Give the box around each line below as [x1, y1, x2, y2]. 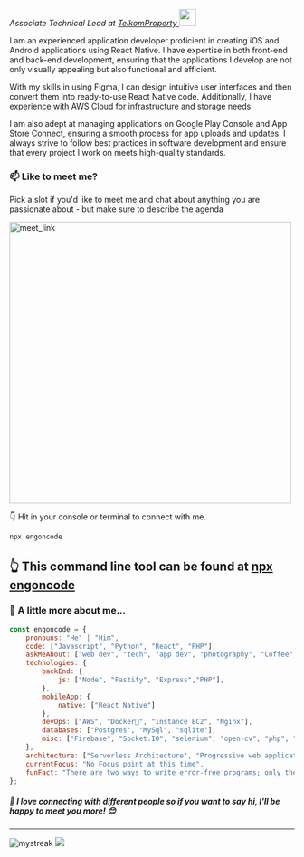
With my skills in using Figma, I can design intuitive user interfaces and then [9, 81, 292, 92]
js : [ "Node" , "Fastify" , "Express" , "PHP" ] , [57, 675, 224, 685]
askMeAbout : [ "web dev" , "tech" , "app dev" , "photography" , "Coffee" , [25, 650, 298, 660]
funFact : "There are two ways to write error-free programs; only [25, 767, 281, 777]
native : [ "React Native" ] [57, 700, 156, 709]
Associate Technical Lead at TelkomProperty [9, 18, 178, 28]
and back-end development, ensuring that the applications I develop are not [9, 54, 292, 65]
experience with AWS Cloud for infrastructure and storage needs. [9, 100, 253, 111]
